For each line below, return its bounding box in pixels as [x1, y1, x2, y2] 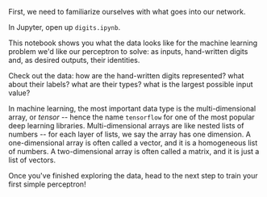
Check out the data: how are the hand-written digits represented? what [8, 71, 244, 80]
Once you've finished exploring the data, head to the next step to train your [8, 171, 258, 180]
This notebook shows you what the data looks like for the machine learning [8, 38, 258, 48]
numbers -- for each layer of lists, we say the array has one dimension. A [8, 129, 252, 139]
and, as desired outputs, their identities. [8, 56, 140, 65]
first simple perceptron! [8, 179, 86, 189]
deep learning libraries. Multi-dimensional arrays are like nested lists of [8, 121, 244, 130]
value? [8, 88, 31, 98]
